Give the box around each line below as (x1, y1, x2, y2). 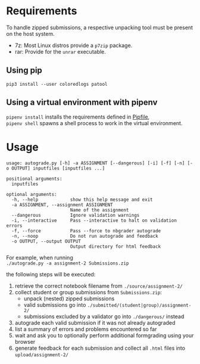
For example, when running (6, 254, 73, 261)
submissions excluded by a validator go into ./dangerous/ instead (23, 313, 185, 320)
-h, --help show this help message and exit (11, 197, 153, 203)
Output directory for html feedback (70, 243, 161, 250)
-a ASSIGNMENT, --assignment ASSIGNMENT (11, 201, 113, 208)
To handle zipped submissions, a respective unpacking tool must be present (6, 24, 193, 31)
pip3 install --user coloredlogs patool (6, 81, 108, 87)
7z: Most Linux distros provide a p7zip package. (14, 42, 133, 49)
